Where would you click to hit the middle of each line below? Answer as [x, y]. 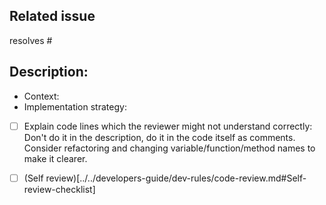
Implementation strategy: [75, 106]
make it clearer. [55, 158]
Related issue [52, 16]
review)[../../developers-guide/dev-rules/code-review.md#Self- [176, 178]
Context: [41, 96]
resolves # [31, 40]
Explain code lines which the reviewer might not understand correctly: [168, 126]
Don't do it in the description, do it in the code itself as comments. [159, 137]
